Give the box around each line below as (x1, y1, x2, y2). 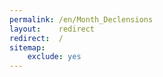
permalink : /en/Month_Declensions (9, 14, 154, 25)
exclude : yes (27, 52, 82, 62)
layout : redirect (9, 24, 96, 34)
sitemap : (9, 42, 46, 53)
